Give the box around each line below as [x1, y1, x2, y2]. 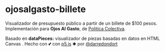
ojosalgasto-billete [5, 4, 86, 15]
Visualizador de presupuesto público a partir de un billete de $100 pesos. [5, 20, 157, 26]
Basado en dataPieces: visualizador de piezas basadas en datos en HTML [5, 35, 160, 41]
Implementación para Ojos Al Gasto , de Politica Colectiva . [5, 25, 126, 31]
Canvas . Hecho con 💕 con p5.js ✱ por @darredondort [5, 40, 118, 46]
